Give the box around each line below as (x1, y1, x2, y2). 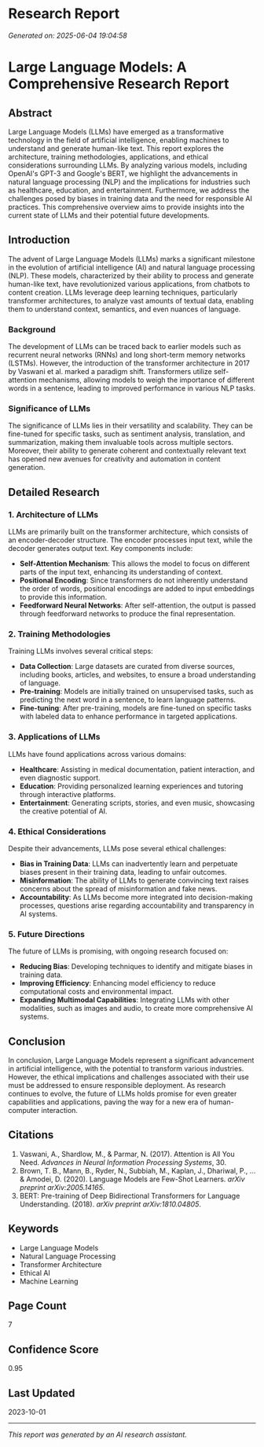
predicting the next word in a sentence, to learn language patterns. (19, 695, 236, 704)
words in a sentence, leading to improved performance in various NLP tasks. (8, 384, 256, 393)
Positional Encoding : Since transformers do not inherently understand (19, 575, 248, 586)
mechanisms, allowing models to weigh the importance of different (38, 375, 255, 385)
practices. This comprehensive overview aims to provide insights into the (8, 202, 245, 211)
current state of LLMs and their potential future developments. (8, 210, 210, 220)
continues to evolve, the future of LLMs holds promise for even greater (8, 1089, 237, 1099)
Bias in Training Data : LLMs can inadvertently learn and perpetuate (19, 858, 238, 869)
